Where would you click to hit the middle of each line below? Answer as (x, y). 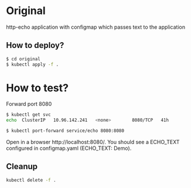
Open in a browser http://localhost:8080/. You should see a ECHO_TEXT (93, 142)
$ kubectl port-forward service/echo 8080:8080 (65, 131)
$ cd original (23, 59)
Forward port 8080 (29, 104)
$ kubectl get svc (28, 115)
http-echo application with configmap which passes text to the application (96, 27)
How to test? (37, 88)
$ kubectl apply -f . (33, 64)
